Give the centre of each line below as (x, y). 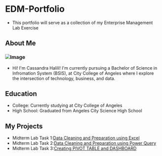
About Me (20, 43)
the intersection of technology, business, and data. (64, 78)
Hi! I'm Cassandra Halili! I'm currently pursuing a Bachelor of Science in (85, 68)
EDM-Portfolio (35, 9)
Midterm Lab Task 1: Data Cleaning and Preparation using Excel (76, 138)
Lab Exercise (25, 27)
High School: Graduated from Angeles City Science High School (77, 111)
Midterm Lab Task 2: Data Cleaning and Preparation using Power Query (84, 143)
